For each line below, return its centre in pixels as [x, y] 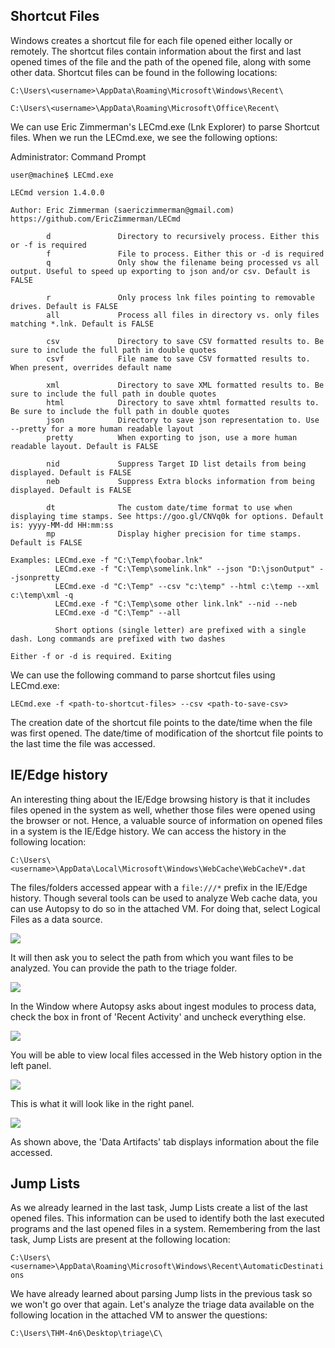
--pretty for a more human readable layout [102, 429]
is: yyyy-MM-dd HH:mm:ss [62, 525]
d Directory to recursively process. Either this [183, 236]
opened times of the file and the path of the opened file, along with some [161, 61]
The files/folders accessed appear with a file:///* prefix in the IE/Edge [159, 887]
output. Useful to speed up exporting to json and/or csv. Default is [160, 271]
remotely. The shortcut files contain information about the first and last [156, 51]
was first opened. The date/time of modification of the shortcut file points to [167, 733]
